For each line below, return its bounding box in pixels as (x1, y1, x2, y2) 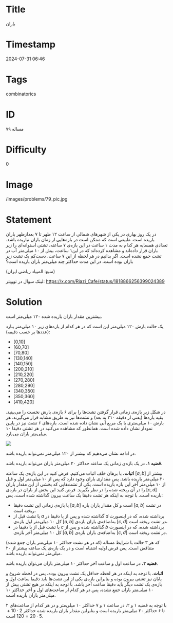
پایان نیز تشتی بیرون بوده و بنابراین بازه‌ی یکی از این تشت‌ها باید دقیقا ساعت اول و (6, 575, 162, 582)
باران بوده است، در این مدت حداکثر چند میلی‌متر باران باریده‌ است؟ (6, 258, 133, 264)
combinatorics (6, 91, 36, 97)
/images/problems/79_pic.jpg (6, 195, 68, 202)
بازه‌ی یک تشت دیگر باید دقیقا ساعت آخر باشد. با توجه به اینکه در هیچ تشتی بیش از (6, 581, 162, 587)
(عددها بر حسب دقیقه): (6, 328, 50, 335)
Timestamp (6, 39, 56, 50)
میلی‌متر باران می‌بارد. (6, 431, 48, 437)
